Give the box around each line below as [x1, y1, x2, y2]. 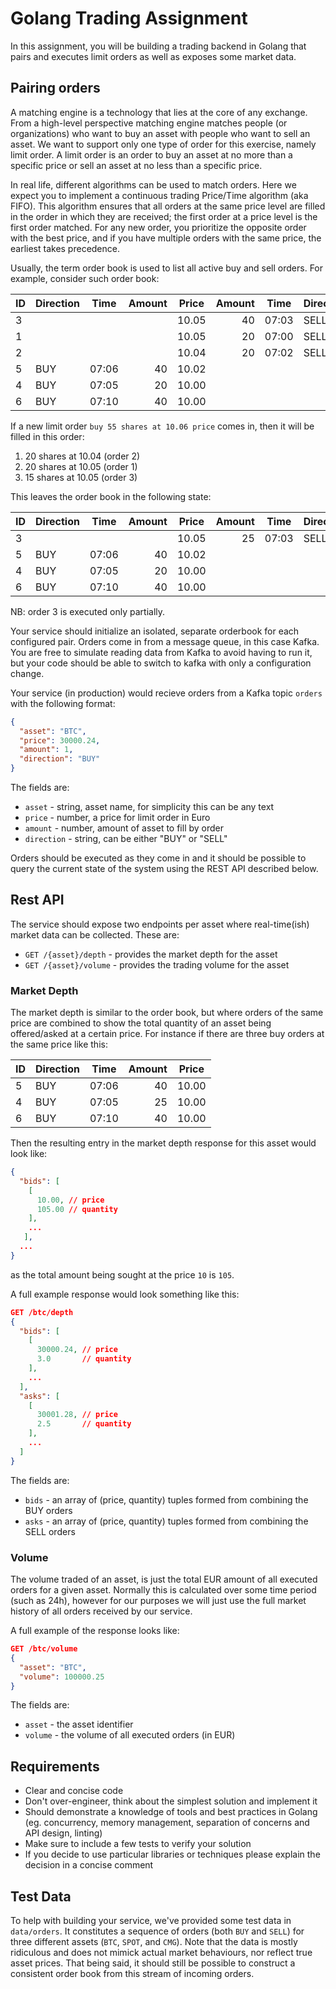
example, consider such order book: [10, 272, 160, 284]
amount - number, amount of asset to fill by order [24, 822, 225, 834]
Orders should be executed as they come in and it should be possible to [10, 852, 307, 864]
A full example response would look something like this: [10, 1288, 240, 1300]
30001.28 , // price [36, 1410, 118, 1420]
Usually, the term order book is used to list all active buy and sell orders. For [10, 262, 324, 274]
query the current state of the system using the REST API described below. [10, 863, 319, 874]
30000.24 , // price [36, 1345, 118, 1355]
